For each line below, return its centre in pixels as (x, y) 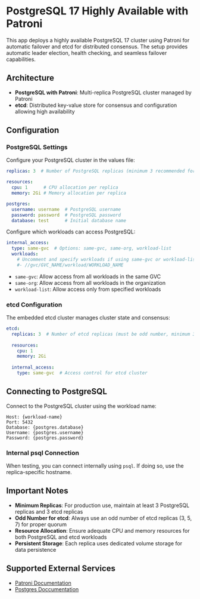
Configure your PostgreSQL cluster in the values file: (71, 160)
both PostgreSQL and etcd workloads (61, 537)
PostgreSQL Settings (37, 148)
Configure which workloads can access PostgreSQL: (71, 232)
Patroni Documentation (43, 583)
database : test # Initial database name (69, 220)
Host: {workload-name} (34, 417)
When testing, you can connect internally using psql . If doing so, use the (95, 466)
